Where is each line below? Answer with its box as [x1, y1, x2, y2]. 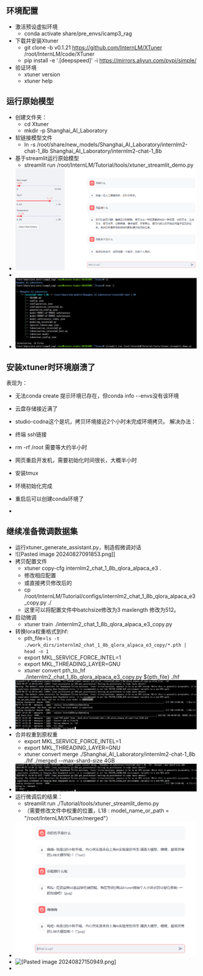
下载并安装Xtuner [14, 37, 59, 44]
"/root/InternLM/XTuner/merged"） [24, 814, 112, 821]
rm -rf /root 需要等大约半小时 [14, 443, 88, 450]
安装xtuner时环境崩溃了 [6, 362, 95, 372]
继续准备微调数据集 [6, 526, 78, 536]
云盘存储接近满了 [14, 405, 58, 412]
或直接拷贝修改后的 [24, 579, 72, 586]
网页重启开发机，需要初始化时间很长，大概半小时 [14, 456, 137, 464]
